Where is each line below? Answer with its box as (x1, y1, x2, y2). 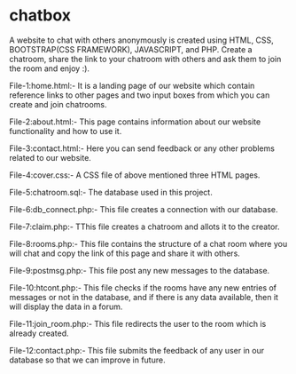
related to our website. (9, 152, 91, 163)
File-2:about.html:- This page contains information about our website (9, 116, 261, 127)
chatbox (9, 5, 71, 26)
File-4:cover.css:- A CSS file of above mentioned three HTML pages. (9, 170, 261, 180)
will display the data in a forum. (9, 301, 123, 312)
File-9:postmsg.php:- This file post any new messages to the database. (9, 265, 270, 275)
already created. (9, 328, 69, 338)
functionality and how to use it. (9, 125, 122, 136)
